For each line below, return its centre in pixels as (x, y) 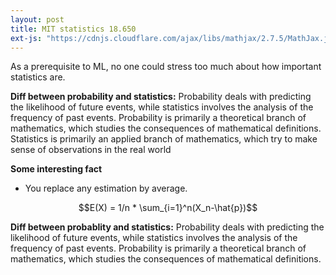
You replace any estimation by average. (106, 188)
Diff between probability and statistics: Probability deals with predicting (161, 97)
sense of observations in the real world (91, 150)
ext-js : (26, 38)
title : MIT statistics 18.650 (73, 29)
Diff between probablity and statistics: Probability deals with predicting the (167, 227)
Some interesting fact (56, 169)
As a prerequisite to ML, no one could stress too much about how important (166, 67)
